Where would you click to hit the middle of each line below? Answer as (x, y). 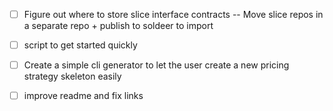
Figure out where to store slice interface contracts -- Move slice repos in (173, 14)
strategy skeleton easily (72, 76)
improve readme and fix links (83, 96)
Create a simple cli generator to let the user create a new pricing (156, 65)
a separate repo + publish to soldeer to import (118, 26)
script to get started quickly (80, 45)
